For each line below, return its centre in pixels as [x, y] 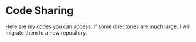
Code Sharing [40, 11]
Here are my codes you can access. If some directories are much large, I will [98, 26]
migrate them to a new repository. [46, 32]
